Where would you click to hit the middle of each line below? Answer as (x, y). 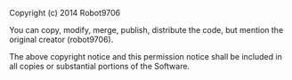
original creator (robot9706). (61, 40)
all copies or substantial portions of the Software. (99, 66)
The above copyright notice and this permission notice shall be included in (146, 56)
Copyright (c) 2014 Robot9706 (65, 13)
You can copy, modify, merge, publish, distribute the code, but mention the (146, 30)
